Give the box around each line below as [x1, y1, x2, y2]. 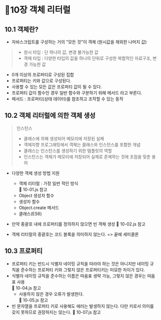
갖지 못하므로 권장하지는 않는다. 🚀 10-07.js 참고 [11, 309, 101, 315]
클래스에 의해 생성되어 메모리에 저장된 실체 [23, 135, 105, 141]
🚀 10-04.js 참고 [11, 285, 41, 291]
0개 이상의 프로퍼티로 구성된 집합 [11, 72, 74, 78]
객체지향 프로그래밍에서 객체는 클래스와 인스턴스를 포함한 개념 [23, 142, 141, 147]
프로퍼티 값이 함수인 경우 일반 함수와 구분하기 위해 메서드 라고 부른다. [11, 90, 143, 96]
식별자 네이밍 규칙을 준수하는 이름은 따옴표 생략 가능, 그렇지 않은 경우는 [11, 272, 146, 279]
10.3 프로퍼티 [4, 247, 43, 255]
